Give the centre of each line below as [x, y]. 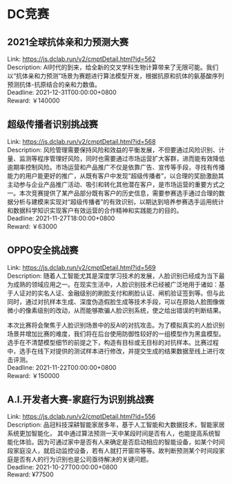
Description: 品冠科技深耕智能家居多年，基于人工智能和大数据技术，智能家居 [116, 425]
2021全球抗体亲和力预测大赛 [68, 42]
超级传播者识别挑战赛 [52, 124]
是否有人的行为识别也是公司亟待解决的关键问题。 [83, 459]
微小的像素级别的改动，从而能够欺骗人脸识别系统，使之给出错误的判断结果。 [116, 310]
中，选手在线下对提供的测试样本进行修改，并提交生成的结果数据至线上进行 [113, 351]
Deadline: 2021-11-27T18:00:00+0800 [61, 218]
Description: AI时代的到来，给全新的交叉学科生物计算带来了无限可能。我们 [113, 67]
